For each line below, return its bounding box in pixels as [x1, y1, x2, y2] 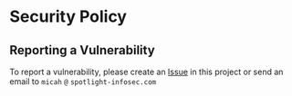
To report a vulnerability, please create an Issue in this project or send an [9, 66, 284, 77]
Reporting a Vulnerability [9, 43, 155, 58]
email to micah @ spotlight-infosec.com [9, 76, 157, 87]
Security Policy [9, 6, 128, 27]
